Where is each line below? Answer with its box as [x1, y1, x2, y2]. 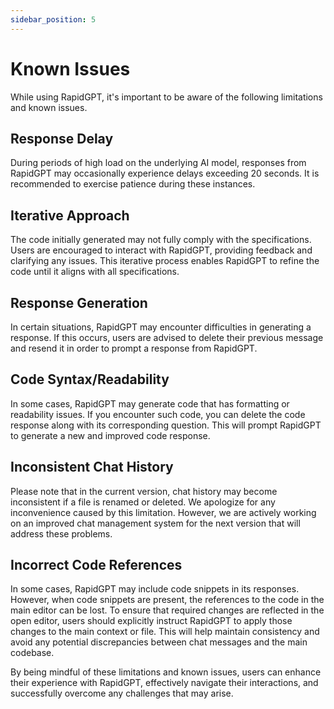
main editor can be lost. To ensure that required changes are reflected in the [10, 604, 325, 616]
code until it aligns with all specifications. [10, 266, 180, 278]
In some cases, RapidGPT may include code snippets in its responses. [10, 583, 300, 595]
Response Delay [10, 130, 114, 147]
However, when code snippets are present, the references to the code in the [10, 594, 325, 606]
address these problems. [10, 527, 113, 540]
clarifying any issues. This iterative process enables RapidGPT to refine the [10, 255, 320, 267]
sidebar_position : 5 [10, 14, 97, 25]
